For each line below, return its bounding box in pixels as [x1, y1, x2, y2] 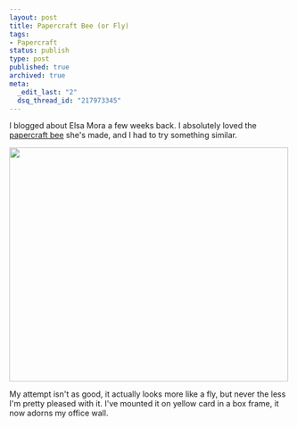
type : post [9, 54, 50, 63]
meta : [9, 79, 29, 88]
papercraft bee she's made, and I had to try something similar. [9, 130, 238, 141]
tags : [9, 29, 29, 38]
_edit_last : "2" [17, 87, 78, 96]
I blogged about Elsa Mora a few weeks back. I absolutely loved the [9, 120, 257, 131]
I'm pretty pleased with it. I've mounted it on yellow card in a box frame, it [9, 398, 279, 409]
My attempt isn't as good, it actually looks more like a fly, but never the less [9, 389, 286, 399]
